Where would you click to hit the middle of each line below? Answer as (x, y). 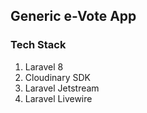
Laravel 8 (44, 66)
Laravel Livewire (58, 98)
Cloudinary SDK (57, 77)
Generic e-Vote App (73, 16)
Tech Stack (38, 45)
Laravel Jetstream (62, 88)
